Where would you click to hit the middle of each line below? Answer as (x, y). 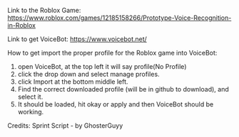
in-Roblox (21, 25)
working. (31, 112)
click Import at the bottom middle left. (73, 82)
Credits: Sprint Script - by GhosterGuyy (65, 126)
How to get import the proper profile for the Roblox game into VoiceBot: (112, 53)
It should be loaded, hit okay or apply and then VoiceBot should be (116, 104)
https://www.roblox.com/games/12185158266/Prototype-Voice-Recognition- (119, 18)
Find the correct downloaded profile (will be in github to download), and (123, 89)
